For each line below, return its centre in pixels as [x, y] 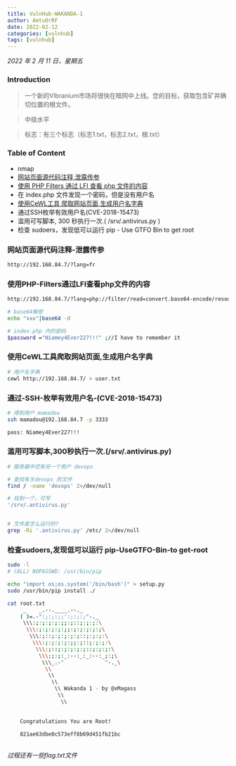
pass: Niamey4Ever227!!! [44, 432]
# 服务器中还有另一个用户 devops [50, 466]
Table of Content [37, 153]
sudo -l [19, 565]
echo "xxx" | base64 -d [39, 318]
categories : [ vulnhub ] [40, 33]
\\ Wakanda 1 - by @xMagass [96, 689]
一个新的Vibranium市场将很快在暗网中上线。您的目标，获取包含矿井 [122, 96]
